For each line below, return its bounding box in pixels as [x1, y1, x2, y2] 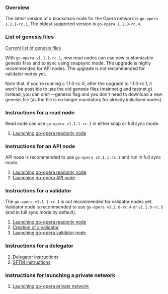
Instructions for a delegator [5, 242, 74, 249]
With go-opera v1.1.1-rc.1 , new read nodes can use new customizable [5, 54, 153, 60]
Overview [5, 4, 30, 11]
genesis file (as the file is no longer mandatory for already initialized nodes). [5, 96, 163, 102]
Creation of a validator [12, 225, 59, 231]
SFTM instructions [12, 259, 51, 265]
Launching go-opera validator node [12, 230, 87, 236]
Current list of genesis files [5, 45, 61, 51]
